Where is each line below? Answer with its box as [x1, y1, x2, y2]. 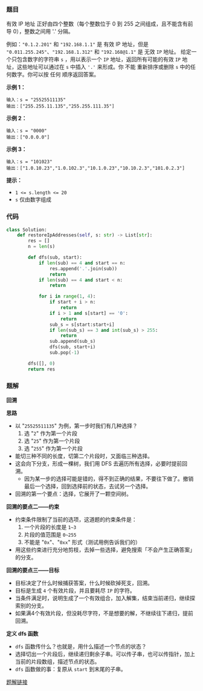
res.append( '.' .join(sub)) [49, 265, 118, 271]
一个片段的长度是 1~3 [24, 524, 77, 531]
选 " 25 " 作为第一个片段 [24, 437, 80, 445]
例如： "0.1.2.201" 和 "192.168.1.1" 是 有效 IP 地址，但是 [6, 41, 149, 48]
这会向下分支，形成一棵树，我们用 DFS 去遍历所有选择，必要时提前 [14, 460, 182, 467]
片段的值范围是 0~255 [24, 531, 77, 539]
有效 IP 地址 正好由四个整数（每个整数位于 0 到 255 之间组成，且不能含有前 [6, 20, 193, 28]
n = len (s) [28, 244, 56, 250]
